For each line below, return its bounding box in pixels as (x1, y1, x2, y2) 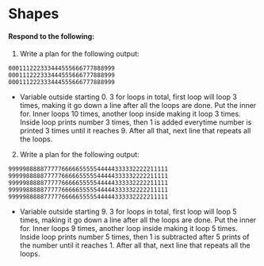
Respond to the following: (8, 31, 95, 40)
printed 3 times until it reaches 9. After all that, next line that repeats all (19, 126, 251, 136)
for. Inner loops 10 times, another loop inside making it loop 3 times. (19, 109, 241, 119)
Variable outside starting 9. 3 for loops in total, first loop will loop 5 (19, 207, 237, 217)
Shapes (8, 5, 59, 23)
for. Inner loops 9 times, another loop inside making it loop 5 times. (19, 224, 238, 233)
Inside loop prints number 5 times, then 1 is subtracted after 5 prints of (19, 232, 250, 242)
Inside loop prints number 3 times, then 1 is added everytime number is (19, 118, 252, 127)
